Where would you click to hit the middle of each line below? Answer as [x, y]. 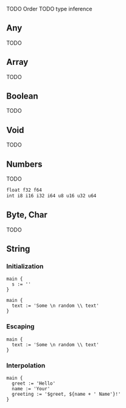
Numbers [24, 164]
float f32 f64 [24, 190]
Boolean [22, 96]
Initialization [25, 266]
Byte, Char [27, 215]
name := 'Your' [31, 388]
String [18, 249]
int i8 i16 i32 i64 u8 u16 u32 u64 [51, 195]
